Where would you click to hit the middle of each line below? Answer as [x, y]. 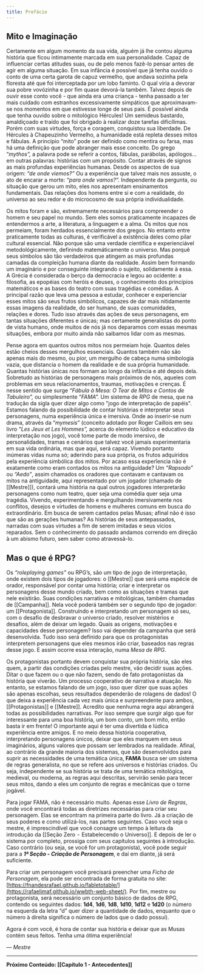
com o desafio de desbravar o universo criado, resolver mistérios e [90, 618]
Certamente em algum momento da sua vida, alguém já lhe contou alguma [99, 51]
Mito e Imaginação [42, 37]
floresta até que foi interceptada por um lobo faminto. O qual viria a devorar [101, 83]
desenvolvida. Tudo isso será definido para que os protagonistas [87, 637]
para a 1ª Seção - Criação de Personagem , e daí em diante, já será [90, 854]
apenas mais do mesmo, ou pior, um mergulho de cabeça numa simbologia [100, 358]
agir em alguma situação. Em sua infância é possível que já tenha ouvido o [100, 70]
